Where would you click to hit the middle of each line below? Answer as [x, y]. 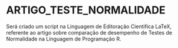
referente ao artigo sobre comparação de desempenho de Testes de [89, 32]
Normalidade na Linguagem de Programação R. [64, 39]
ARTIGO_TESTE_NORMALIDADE [86, 10]
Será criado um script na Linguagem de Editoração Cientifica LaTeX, [89, 26]
